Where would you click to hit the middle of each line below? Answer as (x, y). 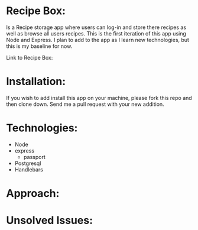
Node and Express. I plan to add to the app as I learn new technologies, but (98, 40)
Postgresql (28, 163)
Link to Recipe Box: (30, 57)
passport (34, 157)
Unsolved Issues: (50, 221)
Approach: (33, 193)
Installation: (36, 82)
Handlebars (29, 169)
